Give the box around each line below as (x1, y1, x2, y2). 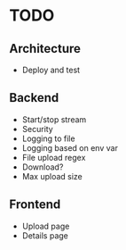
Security (21, 123, 53, 134)
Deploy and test (21, 64, 81, 75)
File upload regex (21, 152, 86, 162)
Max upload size (21, 171, 83, 181)
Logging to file (21, 133, 75, 144)
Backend (9, 90, 59, 105)
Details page (21, 229, 68, 241)
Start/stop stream (21, 113, 87, 125)
